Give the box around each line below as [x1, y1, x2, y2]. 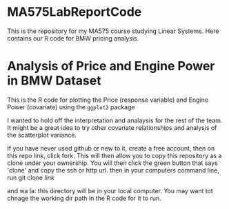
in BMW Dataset [7, 73, 101, 89]
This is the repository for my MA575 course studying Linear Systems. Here [7, 27, 219, 35]
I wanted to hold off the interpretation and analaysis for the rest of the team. [7, 116, 223, 124]
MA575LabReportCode [7, 4, 142, 20]
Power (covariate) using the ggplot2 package [7, 102, 136, 111]
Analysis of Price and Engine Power [7, 58, 215, 74]
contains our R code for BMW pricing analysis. [7, 34, 139, 42]
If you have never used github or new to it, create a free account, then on [7, 144, 215, 152]
